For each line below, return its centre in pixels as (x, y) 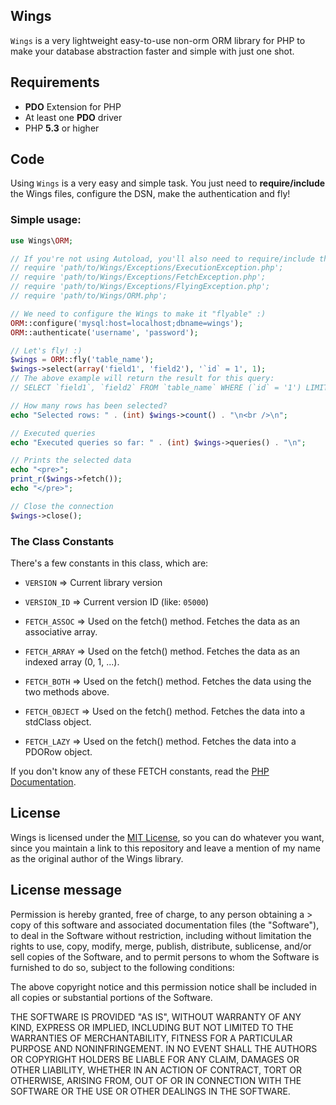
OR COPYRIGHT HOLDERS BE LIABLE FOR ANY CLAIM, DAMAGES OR (155, 1059)
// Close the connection (62, 506)
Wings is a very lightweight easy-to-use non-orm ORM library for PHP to (158, 40)
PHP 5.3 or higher (62, 128)
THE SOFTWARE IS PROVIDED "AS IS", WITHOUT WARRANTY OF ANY (156, 1016)
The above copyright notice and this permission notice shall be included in (163, 986)
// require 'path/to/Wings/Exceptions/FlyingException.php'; (140, 287)
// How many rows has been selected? (89, 405)
